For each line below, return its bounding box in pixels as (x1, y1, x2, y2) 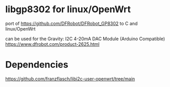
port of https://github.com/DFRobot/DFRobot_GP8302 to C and (5, 20, 138, 26)
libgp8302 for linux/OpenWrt (5, 4, 131, 15)
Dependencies (5, 59, 68, 71)
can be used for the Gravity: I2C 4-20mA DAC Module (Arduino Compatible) (5, 36, 165, 42)
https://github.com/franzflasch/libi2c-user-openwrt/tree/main (5, 75, 135, 82)
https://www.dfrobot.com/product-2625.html (5, 41, 100, 47)
